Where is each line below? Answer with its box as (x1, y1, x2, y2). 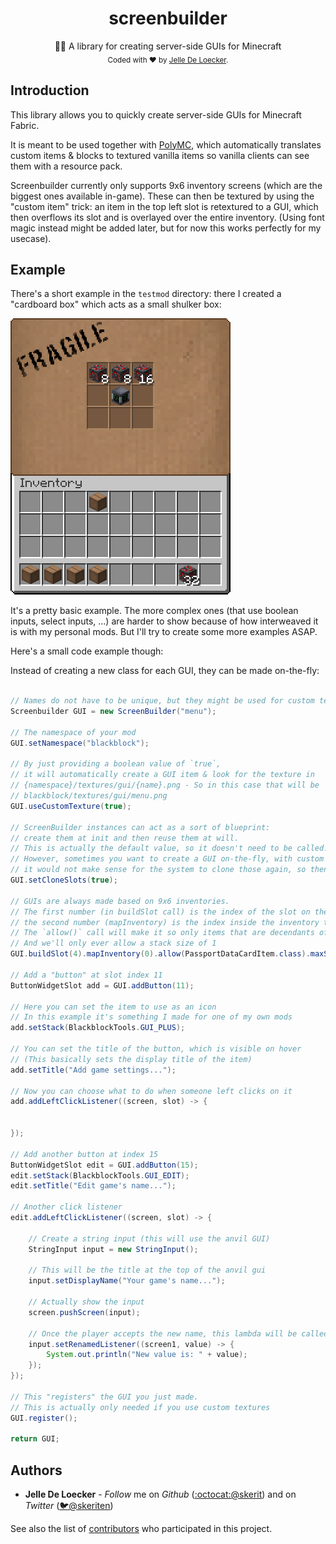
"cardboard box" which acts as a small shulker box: (10, 298, 222, 311)
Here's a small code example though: (10, 645, 164, 657)
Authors (10, 1462, 63, 1479)
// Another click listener (10, 1202, 123, 1212)
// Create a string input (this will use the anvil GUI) (28, 1233, 271, 1244)
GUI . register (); (10, 1413, 78, 1423)
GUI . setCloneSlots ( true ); (10, 875, 118, 886)
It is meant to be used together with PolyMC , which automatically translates (10, 138, 322, 151)
